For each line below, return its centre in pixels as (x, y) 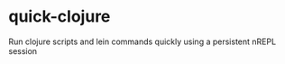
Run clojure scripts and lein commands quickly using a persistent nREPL (142, 41)
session (23, 50)
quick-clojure (60, 17)
